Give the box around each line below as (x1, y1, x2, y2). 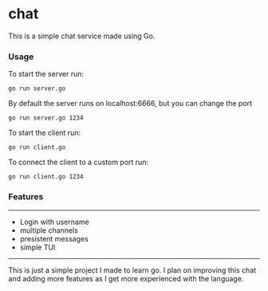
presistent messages (19, 234, 89, 243)
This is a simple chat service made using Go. (8, 31, 156, 41)
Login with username (19, 217, 89, 226)
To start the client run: (8, 128, 81, 138)
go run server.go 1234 (8, 114, 84, 122)
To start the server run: (8, 69, 84, 79)
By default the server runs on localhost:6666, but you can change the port (8, 99, 253, 108)
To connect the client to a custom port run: (8, 157, 149, 167)
